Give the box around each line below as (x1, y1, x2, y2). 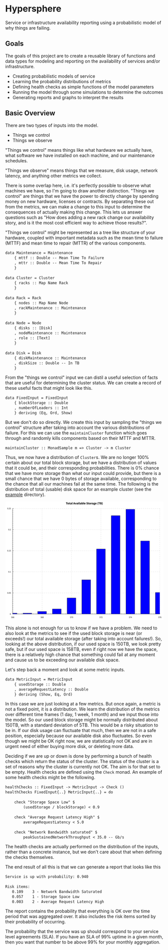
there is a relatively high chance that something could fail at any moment (5, 651, 155, 657)
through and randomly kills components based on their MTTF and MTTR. (5, 435, 156, 441)
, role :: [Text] (14, 335, 51, 341)
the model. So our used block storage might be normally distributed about (5, 717, 158, 723)
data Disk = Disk (5, 350, 42, 356)
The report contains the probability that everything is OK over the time (5, 908, 150, 914)
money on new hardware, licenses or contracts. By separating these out (5, 198, 154, 204)
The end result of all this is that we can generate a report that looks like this (5, 864, 161, 870)
